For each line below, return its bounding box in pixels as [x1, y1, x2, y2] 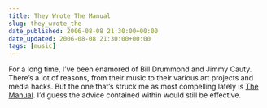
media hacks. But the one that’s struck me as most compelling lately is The [8, 82, 259, 92]
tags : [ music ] [8, 42, 57, 50]
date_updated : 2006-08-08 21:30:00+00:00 [8, 34, 151, 43]
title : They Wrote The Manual [8, 11, 112, 20]
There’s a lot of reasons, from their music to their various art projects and [8, 73, 254, 83]
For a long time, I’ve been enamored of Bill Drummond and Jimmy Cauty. [8, 64, 252, 74]
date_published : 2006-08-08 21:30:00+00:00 [8, 27, 159, 35]
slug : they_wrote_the [8, 19, 82, 28]
